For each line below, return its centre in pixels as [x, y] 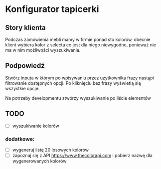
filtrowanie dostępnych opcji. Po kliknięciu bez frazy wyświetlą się [73, 83]
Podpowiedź [25, 66]
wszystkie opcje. [22, 88]
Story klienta [25, 28]
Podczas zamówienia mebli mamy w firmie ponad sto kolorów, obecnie [78, 39]
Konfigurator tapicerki [52, 9]
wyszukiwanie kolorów [36, 126]
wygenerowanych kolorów [39, 161]
